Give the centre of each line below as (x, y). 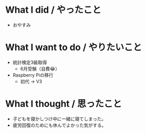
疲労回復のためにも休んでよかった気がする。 (60, 125)
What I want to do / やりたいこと (74, 47)
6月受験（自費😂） (40, 69)
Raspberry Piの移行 (33, 75)
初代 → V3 (31, 81)
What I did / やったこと (53, 10)
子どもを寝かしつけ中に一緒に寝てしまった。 (59, 119)
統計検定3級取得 (30, 62)
